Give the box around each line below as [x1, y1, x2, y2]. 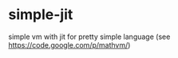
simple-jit [8, 6, 73, 24]
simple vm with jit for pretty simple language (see [8, 32, 171, 41]
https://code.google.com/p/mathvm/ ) [8, 40, 131, 49]
